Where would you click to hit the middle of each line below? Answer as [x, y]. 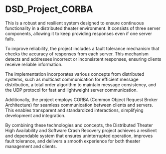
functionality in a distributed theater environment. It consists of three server [83, 28]
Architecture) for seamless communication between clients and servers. [79, 105]
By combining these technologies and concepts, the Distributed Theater [79, 125]
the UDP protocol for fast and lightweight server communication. [72, 90]
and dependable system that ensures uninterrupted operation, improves [79, 136]
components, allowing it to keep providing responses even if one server [79, 33]
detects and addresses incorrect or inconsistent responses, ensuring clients [83, 59]
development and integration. [35, 115]
